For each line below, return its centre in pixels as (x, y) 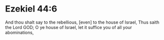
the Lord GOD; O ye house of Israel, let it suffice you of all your (69, 27)
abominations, (19, 32)
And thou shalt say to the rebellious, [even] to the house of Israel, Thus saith (82, 22)
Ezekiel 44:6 (31, 9)
